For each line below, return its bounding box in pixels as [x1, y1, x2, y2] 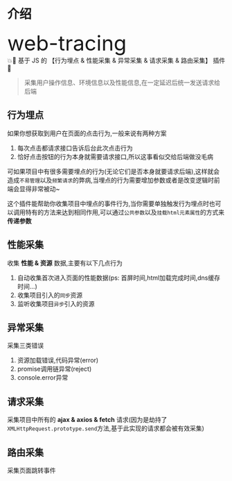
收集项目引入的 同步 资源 [17, 291, 83, 299]
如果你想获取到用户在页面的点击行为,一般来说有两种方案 [7, 129, 168, 137]
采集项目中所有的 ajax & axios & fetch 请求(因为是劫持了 [7, 416, 168, 424]
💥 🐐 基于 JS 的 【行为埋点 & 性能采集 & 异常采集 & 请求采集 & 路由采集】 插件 [7, 56, 226, 65]
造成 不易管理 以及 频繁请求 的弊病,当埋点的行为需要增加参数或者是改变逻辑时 [7, 176, 215, 184]
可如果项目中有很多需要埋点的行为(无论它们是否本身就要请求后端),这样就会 [7, 167, 220, 176]
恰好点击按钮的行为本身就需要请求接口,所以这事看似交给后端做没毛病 [17, 152, 213, 160]
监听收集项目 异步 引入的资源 [17, 299, 95, 307]
